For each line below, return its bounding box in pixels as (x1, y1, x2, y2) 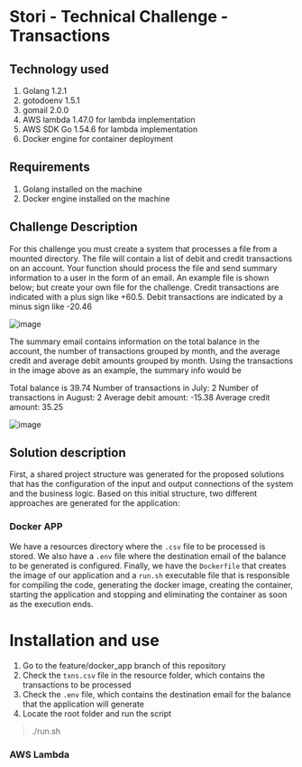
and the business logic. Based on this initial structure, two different (9, 488, 258, 499)
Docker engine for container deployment (22, 134, 174, 144)
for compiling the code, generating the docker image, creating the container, (9, 579, 293, 590)
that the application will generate (22, 698, 144, 709)
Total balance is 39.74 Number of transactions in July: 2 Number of (9, 382, 259, 393)
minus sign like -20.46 (9, 301, 93, 312)
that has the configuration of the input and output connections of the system (9, 479, 294, 490)
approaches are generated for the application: (9, 498, 180, 509)
